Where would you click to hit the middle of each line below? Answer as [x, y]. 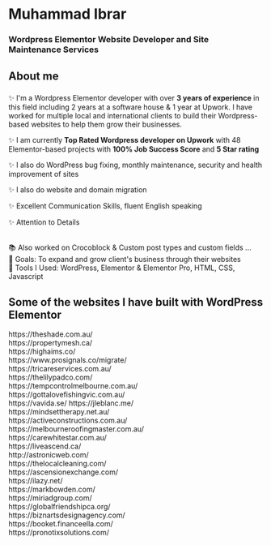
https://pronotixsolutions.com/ [59, 533]
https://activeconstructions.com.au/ [68, 421]
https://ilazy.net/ [36, 481]
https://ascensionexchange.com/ [64, 472]
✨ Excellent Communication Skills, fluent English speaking [105, 206]
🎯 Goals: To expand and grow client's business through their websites [125, 260]
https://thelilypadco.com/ [51, 377]
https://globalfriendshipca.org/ [59, 507]
